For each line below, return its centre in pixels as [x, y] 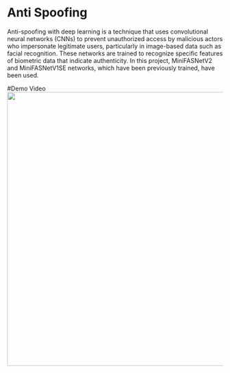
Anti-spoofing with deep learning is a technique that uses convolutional [108, 31]
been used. [23, 75]
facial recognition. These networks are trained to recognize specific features [115, 53]
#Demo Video [26, 88]
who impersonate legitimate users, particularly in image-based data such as [114, 46]
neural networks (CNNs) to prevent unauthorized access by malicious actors [115, 38]
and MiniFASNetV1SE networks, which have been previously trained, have [111, 68]
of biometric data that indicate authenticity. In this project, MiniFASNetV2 [110, 60]
